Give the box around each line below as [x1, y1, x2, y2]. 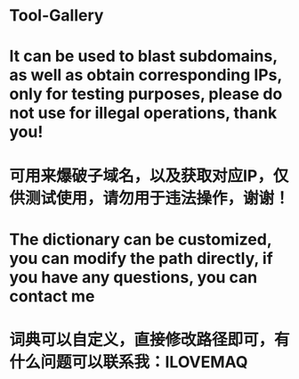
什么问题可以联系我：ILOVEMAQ [9, 351, 248, 372]
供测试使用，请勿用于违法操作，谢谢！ [9, 188, 291, 208]
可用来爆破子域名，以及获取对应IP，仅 [9, 166, 289, 185]
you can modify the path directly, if [9, 248, 273, 268]
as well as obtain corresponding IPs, [9, 65, 282, 86]
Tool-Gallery [9, 5, 104, 26]
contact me [9, 286, 95, 306]
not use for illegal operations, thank [9, 103, 278, 123]
